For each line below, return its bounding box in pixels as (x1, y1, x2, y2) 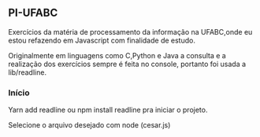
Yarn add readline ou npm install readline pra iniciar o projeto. (8, 106, 208, 115)
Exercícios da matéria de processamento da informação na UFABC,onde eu (8, 27, 253, 36)
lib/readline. (8, 67, 47, 77)
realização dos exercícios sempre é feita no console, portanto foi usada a (8, 59, 247, 68)
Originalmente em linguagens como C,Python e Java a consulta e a (8, 50, 226, 60)
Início (8, 87, 30, 98)
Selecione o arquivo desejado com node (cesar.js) (8, 120, 171, 130)
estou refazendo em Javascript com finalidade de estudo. (8, 35, 195, 45)
